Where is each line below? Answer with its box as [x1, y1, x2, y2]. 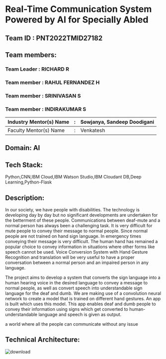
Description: [5, 193, 45, 202]
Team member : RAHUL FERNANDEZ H [5, 79, 100, 86]
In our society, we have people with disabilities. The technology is [5, 207, 140, 213]
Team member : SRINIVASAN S [5, 92, 81, 99]
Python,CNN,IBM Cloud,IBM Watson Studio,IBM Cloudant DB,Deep [5, 174, 142, 180]
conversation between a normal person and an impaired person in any [5, 260, 149, 266]
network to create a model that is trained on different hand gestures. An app [5, 296, 161, 302]
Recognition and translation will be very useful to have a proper [5, 255, 135, 261]
